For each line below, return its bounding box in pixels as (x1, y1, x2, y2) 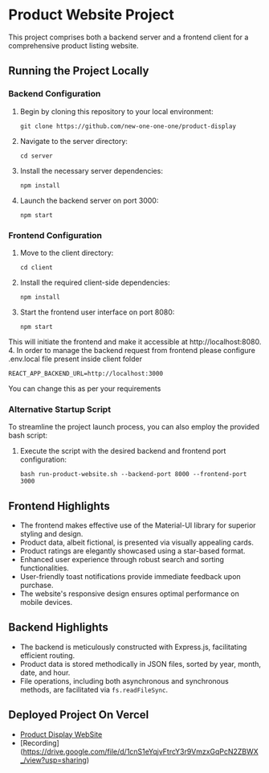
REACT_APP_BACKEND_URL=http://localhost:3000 (8, 369, 163, 377)
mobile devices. (19, 598, 73, 607)
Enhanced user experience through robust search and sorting (19, 555, 225, 565)
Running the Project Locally (8, 64, 149, 78)
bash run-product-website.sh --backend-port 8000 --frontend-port (19, 471, 247, 479)
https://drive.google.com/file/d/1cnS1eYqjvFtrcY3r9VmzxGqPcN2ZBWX (22, 746, 259, 756)
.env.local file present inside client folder (8, 354, 143, 364)
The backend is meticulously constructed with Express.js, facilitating (19, 642, 247, 652)
